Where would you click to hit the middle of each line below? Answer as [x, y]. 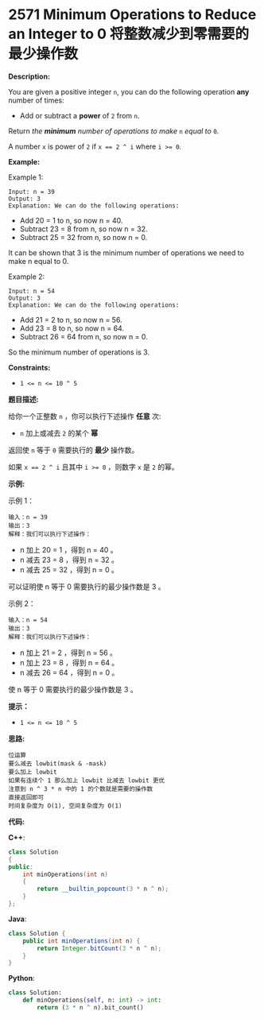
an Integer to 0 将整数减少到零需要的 [128, 34]
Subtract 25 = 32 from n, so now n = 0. [83, 237]
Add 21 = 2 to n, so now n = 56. [71, 320]
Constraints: [29, 367]
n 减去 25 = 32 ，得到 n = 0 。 [69, 569]
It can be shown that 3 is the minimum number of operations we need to [126, 253]
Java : [17, 919]
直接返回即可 [26, 797]
